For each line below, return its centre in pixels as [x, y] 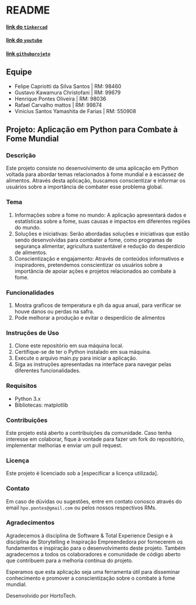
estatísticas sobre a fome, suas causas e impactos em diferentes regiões [102, 221]
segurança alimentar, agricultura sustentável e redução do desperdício [100, 246]
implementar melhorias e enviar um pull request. [64, 445]
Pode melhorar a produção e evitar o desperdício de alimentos [90, 318]
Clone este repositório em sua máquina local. [69, 346]
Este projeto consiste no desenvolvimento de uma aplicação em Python [92, 168]
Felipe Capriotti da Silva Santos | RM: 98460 [68, 86]
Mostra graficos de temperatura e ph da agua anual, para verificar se [98, 305]
